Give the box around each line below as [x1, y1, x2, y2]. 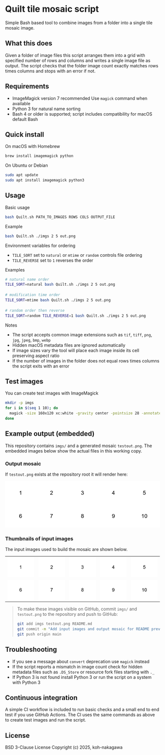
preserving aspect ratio [12, 353, 60, 359]
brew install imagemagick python [5, 153, 74, 158]
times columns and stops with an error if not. [5, 68, 96, 74]
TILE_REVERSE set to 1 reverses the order [12, 257, 93, 263]
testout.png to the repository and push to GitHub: [17, 611, 118, 617]
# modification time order [5, 293, 60, 298]
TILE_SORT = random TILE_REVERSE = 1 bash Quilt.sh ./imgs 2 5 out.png [5, 313, 146, 318]
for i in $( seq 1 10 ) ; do [5, 406, 58, 411]
